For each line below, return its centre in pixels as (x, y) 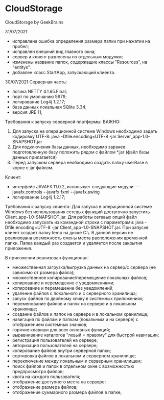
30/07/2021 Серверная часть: (36, 82)
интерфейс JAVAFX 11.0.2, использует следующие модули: (73, 186)
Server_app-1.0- (134, 136)
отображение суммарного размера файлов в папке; (67, 392)
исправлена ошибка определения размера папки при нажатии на (81, 41)
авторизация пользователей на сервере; (55, 345)
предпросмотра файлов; (38, 371)
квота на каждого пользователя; (46, 376)
